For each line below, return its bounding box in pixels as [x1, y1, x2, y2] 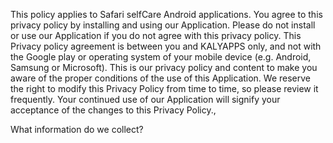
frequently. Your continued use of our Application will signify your [10, 94, 281, 105]
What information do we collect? [10, 124, 144, 135]
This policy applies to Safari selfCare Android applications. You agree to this [10, 9, 323, 20]
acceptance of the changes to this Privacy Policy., [10, 104, 217, 116]
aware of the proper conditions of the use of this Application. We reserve [10, 72, 312, 84]
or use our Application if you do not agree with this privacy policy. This [10, 30, 302, 41]
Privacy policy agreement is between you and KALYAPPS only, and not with [10, 40, 322, 52]
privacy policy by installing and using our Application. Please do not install [10, 19, 316, 31]
